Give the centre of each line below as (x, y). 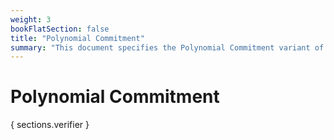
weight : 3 (31, 19)
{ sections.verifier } (50, 125)
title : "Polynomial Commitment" (77, 38)
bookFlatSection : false (60, 29)
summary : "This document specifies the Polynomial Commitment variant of (167, 47)
